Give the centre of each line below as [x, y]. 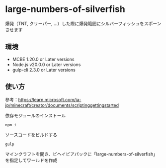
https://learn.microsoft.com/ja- [50, 99]
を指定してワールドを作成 [31, 160]
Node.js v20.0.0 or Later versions [46, 64]
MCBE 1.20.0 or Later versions [43, 59]
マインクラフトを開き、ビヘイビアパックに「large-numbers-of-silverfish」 [82, 154]
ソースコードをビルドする [31, 135]
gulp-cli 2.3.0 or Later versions [44, 70]
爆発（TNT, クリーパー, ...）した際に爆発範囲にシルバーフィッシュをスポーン [83, 23]
